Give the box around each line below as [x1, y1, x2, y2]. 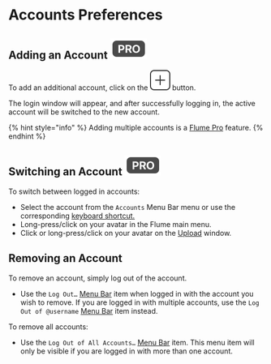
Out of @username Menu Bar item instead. [19, 306, 158, 315]
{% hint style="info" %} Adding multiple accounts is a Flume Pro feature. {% [8, 123, 264, 132]
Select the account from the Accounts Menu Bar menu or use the [19, 202, 236, 212]
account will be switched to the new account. [8, 107, 160, 117]
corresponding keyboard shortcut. [19, 211, 135, 221]
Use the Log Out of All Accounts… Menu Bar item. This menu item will [19, 337, 255, 347]
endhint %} [8, 131, 46, 141]
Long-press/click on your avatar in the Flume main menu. [19, 219, 213, 229]
